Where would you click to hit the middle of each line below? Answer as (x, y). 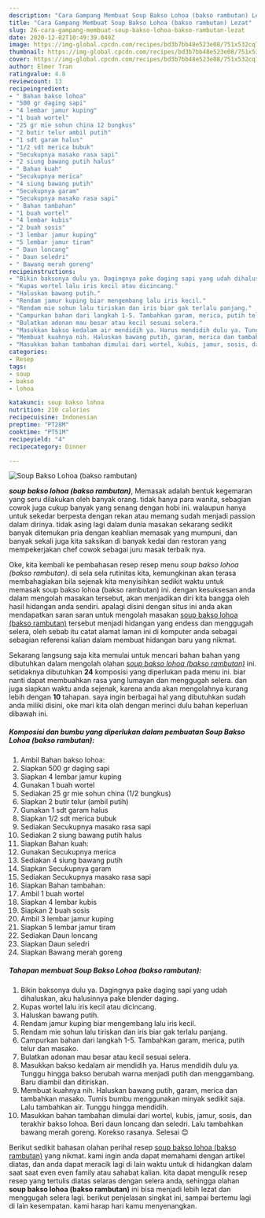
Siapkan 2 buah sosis (55, 910)
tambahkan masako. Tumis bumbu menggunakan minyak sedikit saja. (133, 1099)
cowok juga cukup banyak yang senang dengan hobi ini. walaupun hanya (128, 507)
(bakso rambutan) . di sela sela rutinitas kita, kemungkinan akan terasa (123, 573)
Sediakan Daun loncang (59, 936)
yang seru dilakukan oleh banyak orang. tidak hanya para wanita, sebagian (130, 500)
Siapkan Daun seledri (55, 944)
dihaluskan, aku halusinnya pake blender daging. (99, 998)
